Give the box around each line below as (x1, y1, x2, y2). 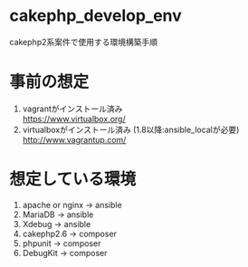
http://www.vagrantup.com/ (22, 134, 127, 145)
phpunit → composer (22, 237, 101, 249)
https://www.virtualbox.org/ (22, 113, 126, 124)
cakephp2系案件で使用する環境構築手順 (9, 36, 158, 47)
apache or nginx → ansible (22, 199, 122, 210)
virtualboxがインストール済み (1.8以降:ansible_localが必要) (22, 124, 240, 135)
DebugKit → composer (22, 247, 108, 258)
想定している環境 (9, 169, 137, 190)
